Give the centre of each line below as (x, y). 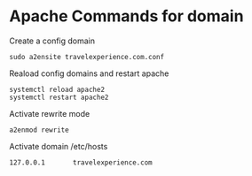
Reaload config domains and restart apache (89, 73)
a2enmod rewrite (39, 130)
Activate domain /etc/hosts (59, 146)
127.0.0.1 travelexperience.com (81, 162)
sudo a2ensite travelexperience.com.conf (87, 57)
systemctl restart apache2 (59, 97)
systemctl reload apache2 (57, 89)
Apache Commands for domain (126, 16)
